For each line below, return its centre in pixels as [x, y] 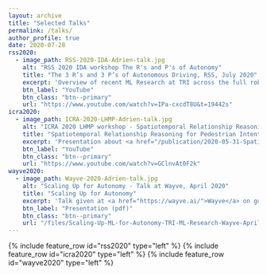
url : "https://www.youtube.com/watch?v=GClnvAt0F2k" [112, 164]
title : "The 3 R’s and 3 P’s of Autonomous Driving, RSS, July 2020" [140, 75]
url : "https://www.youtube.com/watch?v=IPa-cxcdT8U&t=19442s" [128, 104]
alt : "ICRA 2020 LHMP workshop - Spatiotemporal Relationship [128, 127]
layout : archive [35, 16]
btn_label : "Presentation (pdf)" [78, 208]
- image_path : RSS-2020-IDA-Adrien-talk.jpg [90, 61]
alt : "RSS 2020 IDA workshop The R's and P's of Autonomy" [122, 68]
